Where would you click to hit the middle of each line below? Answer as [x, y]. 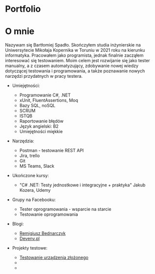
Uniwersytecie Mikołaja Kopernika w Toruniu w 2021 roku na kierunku [75, 50]
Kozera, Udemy [35, 190]
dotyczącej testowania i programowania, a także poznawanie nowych [75, 71]
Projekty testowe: [30, 248]
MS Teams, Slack [37, 166]
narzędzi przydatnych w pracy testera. [44, 76]
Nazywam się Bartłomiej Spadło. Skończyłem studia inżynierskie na [73, 45]
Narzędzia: [23, 141]
